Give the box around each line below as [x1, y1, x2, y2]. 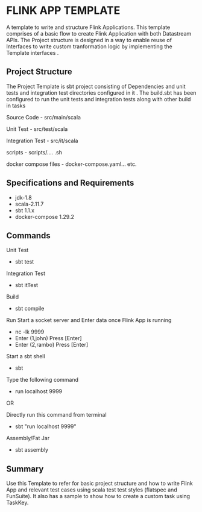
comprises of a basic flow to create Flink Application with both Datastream [6, 30, 192, 37]
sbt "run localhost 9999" [14, 423, 77, 430]
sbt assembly [14, 446, 49, 454]
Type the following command [6, 376, 79, 384]
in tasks [6, 102, 26, 109]
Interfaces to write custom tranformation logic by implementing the [6, 43, 173, 50]
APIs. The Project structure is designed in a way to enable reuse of [6, 36, 172, 43]
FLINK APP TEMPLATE [6, 4, 121, 17]
